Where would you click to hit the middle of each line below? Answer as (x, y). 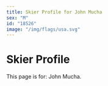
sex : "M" (17, 18)
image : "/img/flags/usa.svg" (43, 29)
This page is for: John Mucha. (44, 77)
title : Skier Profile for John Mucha (54, 12)
